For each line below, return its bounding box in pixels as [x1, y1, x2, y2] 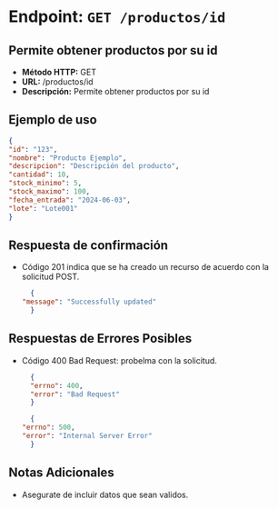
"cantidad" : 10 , [8, 170, 70, 179]
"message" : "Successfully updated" [21, 297, 157, 306]
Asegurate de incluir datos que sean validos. [21, 489, 189, 500]
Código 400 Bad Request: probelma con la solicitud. [21, 354, 217, 365]
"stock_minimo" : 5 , [8, 179, 83, 188]
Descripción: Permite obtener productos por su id [21, 86, 210, 96]
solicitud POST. [21, 271, 80, 283]
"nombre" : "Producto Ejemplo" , [8, 153, 127, 163]
